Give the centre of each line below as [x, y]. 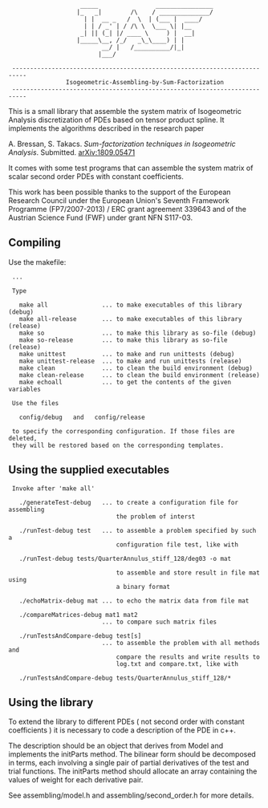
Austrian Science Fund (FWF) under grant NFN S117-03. [101, 217]
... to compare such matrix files [159, 622]
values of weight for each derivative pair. [76, 780]
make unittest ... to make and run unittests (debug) [127, 354]
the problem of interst [156, 516]
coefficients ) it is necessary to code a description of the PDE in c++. [122, 730]
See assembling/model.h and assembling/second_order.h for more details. [131, 795]
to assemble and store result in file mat [188, 573]
